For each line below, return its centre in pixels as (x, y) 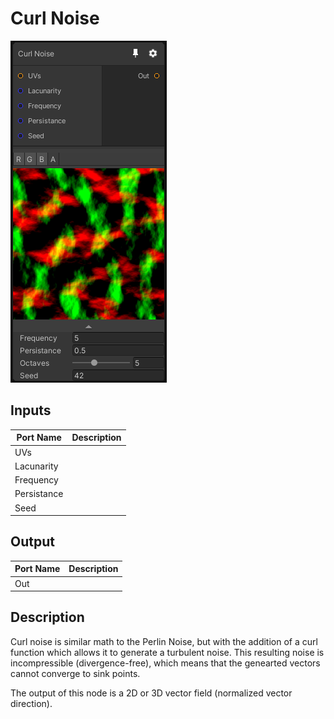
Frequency (36, 480)
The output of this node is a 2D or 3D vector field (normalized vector (151, 693)
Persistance (39, 494)
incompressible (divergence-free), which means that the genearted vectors (165, 663)
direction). (31, 703)
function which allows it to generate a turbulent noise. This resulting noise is (167, 652)
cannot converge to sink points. (75, 673)
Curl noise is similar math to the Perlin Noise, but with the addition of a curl (164, 641)
